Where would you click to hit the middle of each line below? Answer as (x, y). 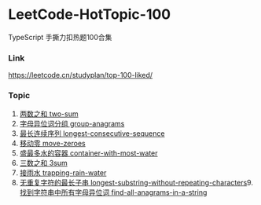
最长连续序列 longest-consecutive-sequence (92, 133)
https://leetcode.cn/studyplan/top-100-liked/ (81, 75)
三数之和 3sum (44, 163)
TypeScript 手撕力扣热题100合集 (60, 37)
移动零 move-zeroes (52, 143)
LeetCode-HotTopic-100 (90, 15)
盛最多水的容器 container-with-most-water (89, 153)
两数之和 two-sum (49, 113)
